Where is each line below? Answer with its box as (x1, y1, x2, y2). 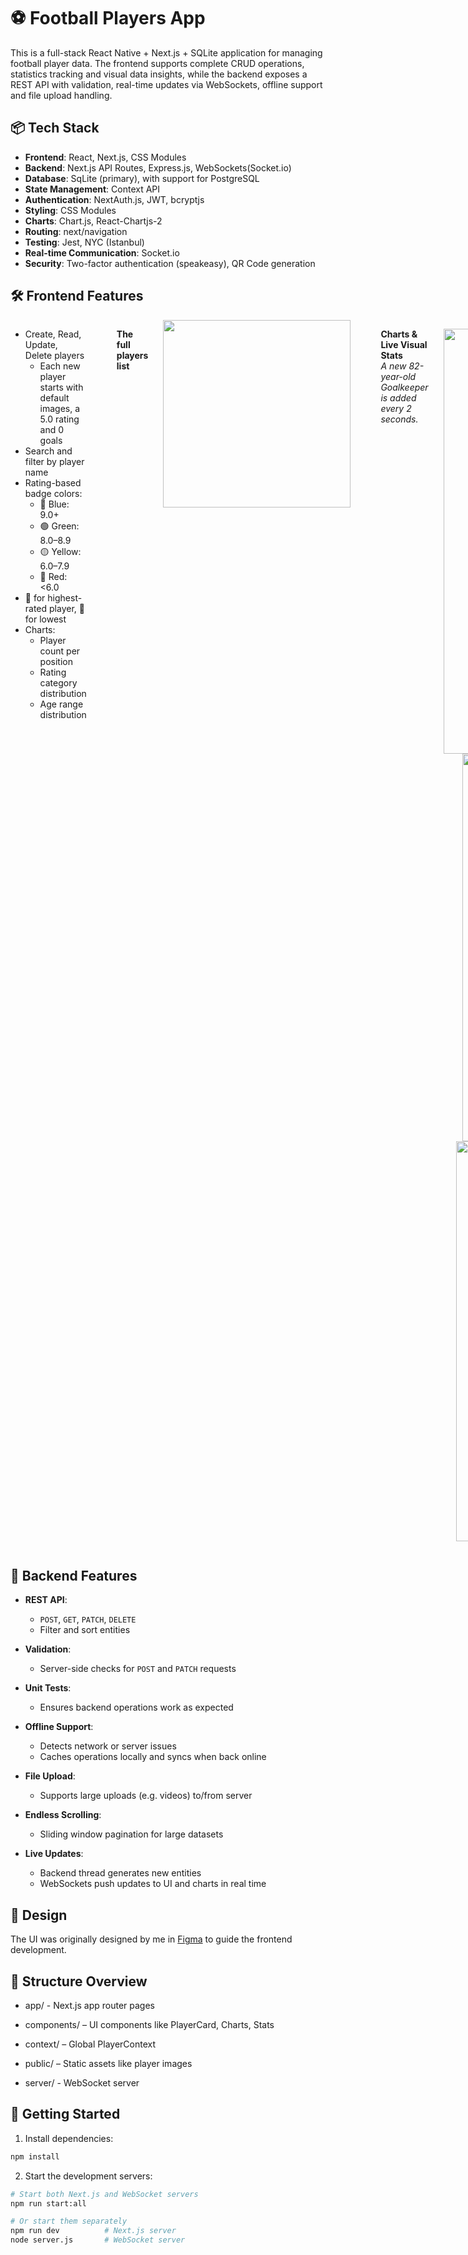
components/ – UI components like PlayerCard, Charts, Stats (24, 2019, 275, 2030)
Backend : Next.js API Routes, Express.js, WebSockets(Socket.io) (24, 161, 292, 174)
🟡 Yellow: (39, 545, 82, 557)
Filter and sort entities (39, 1624, 131, 1636)
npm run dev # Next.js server (10, 2226, 177, 2236)
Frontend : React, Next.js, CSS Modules (24, 151, 187, 163)
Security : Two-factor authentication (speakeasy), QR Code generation (24, 257, 316, 269)
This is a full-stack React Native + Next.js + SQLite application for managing (10, 46, 323, 59)
